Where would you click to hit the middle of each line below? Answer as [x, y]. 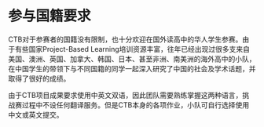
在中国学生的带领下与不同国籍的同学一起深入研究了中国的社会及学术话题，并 [132, 68]
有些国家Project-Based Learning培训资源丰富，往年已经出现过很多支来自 [132, 49]
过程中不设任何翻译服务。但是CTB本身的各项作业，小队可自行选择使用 [136, 105]
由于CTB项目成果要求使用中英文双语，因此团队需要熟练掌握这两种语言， [125, 95]
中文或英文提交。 [36, 114]
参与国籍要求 [50, 16]
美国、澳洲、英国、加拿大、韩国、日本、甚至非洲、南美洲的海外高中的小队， [132, 59]
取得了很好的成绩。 [39, 78]
